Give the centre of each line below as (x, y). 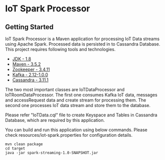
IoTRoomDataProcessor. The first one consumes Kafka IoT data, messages (81, 95)
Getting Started (29, 27)
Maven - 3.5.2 (26, 64)
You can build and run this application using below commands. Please (76, 130)
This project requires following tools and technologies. (61, 49)
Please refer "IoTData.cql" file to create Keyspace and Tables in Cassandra (81, 115)
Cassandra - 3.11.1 (30, 80)
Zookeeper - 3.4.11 (31, 69)
